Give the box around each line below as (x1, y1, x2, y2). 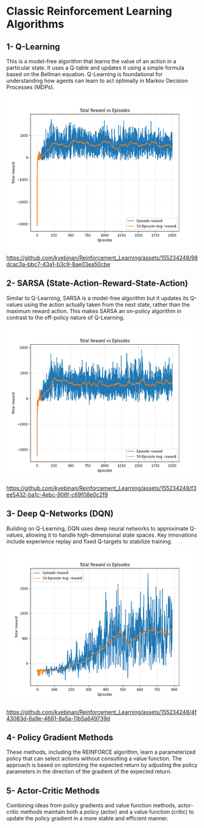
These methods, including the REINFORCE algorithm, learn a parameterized (6, 748, 196, 756)
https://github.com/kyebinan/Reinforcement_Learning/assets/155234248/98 (6, 254, 198, 261)
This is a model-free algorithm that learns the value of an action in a (6, 58, 177, 65)
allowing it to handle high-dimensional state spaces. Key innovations (25, 531, 197, 539)
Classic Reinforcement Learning (6, 4, 172, 18)
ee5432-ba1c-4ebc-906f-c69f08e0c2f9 (6, 490, 108, 498)
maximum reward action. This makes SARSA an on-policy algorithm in (6, 307, 181, 314)
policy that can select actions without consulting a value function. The (6, 755, 182, 762)
